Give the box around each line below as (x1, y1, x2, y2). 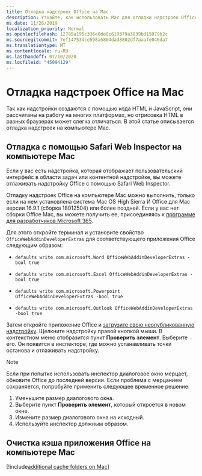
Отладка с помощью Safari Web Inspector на (6, 142, 182, 152)
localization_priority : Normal (6, 25, 85, 32)
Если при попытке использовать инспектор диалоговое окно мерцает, (6, 370, 188, 377)
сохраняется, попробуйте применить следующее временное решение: (6, 383, 190, 390)
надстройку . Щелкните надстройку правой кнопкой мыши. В (6, 328, 163, 335)
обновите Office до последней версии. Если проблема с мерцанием (6, 377, 182, 384)
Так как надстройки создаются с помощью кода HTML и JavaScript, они (6, 105, 192, 112)
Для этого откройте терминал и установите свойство (6, 229, 144, 236)
